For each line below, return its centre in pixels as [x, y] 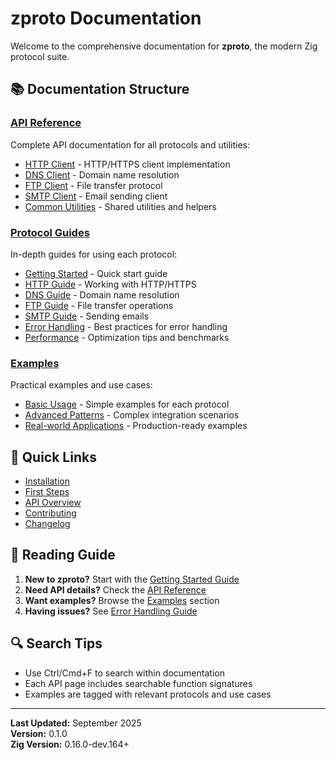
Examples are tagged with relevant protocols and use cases [148, 694]
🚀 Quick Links [53, 457]
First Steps [47, 492]
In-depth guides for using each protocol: [94, 254]
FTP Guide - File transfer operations [99, 305]
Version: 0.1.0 [39, 733]
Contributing [50, 513]
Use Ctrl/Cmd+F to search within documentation [124, 673]
